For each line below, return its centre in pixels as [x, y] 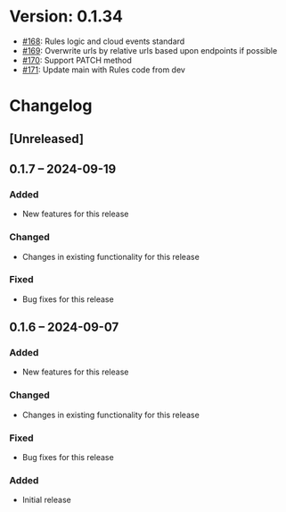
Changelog [51, 106]
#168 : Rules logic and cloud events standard [103, 41]
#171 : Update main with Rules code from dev [103, 70]
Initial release [46, 500]
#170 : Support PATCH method [77, 60]
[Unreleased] [47, 139]
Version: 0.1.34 [66, 17]
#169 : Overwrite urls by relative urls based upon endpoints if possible [150, 50]
